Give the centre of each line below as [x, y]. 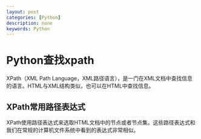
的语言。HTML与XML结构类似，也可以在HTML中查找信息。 [80, 86]
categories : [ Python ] [34, 18]
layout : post [23, 12]
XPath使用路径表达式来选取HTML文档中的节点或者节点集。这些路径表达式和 [101, 122]
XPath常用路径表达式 [46, 107]
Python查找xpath [51, 60]
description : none [29, 23]
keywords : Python [28, 29]
